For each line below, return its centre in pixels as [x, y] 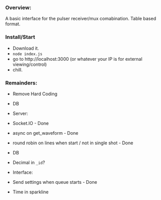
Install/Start [20, 37]
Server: [20, 113]
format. [13, 24]
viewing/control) [30, 64]
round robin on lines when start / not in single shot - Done [73, 143]
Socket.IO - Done [31, 123]
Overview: [18, 8]
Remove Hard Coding [35, 94]
